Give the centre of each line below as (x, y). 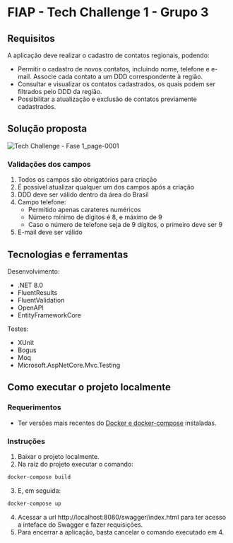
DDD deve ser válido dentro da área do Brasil (83, 194)
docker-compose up (34, 503)
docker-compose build (39, 477)
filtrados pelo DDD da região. (60, 92)
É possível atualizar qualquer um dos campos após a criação (106, 187)
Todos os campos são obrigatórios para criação (87, 180)
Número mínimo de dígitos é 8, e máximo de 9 (95, 217)
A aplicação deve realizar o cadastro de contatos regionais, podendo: (108, 55)
